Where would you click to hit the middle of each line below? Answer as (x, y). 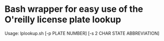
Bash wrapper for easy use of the (74, 9)
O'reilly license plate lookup (63, 20)
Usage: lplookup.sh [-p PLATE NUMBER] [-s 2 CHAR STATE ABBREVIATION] (82, 33)
